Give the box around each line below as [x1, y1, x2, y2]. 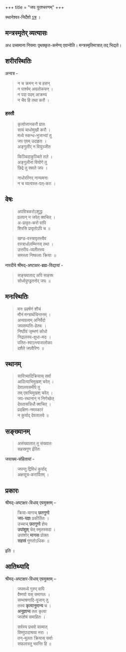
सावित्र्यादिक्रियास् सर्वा [17, 373, 51, 379]
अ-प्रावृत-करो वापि [17, 220, 46, 226]
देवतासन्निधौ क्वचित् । [17, 401, 51, 407]
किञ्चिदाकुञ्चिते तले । [17, 153, 53, 159]
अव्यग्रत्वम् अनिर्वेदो [17, 317, 46, 323]
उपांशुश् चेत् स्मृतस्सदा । [17, 526, 56, 532]
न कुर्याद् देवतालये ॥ [17, 412, 49, 418]
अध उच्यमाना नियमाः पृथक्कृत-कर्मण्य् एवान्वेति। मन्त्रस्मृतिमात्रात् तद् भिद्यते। [5, 42, 122, 48]
